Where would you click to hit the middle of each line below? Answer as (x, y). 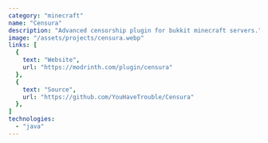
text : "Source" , (50, 89)
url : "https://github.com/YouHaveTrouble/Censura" (108, 97)
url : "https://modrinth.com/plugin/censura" (98, 68)
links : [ (23, 45)
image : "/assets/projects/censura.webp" (77, 38)
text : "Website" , (51, 60)
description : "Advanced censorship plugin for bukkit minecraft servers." (135, 30)
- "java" (30, 126)
